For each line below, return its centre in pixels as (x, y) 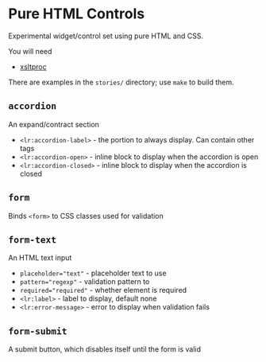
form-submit (38, 331)
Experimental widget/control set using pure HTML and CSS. (106, 36)
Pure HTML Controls (77, 14)
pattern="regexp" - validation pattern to (85, 282)
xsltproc (33, 66)
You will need (30, 51)
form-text (33, 239)
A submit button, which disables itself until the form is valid (104, 349)
